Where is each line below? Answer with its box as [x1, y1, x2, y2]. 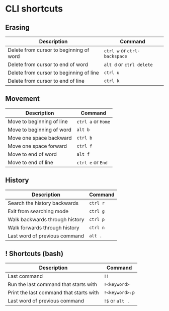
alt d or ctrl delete [104, 61, 153, 68]
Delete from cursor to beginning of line [8, 69, 99, 76]
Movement [5, 94, 40, 103]
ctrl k [104, 78, 120, 84]
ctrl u [104, 70, 120, 76]
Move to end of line [8, 159, 54, 166]
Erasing [5, 23, 30, 32]
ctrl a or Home [76, 118, 111, 125]
